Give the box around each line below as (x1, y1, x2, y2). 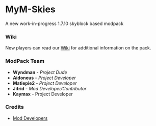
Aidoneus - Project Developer (12, 74, 76, 81)
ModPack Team (5, 58, 45, 65)
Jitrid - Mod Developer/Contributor (12, 85, 87, 91)
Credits (5, 104, 24, 111)
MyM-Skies (5, 4, 56, 15)
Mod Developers (12, 115, 48, 121)
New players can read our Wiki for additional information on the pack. (5, 45, 151, 51)
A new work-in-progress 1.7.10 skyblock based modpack (5, 20, 124, 27)
